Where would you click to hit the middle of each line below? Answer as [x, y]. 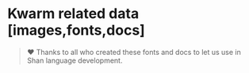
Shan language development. [75, 60]
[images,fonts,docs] [77, 30]
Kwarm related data [73, 14]
